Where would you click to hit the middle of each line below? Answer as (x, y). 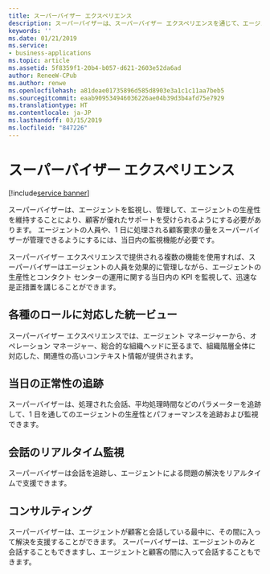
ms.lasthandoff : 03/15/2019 (55, 121)
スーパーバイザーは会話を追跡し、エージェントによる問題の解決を (117, 473)
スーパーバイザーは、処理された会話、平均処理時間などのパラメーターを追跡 (135, 404)
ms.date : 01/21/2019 (43, 38)
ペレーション (29, 346)
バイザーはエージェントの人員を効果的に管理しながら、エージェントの (145, 267)
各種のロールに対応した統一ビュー (93, 315)
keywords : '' (30, 31)
